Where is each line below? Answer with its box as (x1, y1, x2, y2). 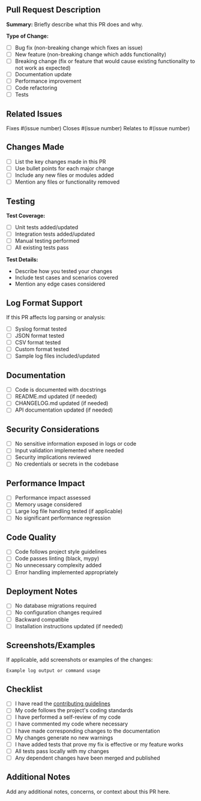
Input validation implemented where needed (14, 447, 124, 454)
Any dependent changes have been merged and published (14, 754, 160, 761)
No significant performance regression (14, 514, 111, 521)
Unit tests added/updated (14, 223, 79, 230)
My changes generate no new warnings (14, 734, 113, 741)
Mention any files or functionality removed (14, 178, 120, 185)
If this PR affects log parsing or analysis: (6, 314, 106, 320)
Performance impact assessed (14, 494, 91, 502)
